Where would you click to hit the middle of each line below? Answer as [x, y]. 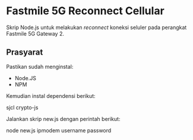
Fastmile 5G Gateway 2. [35, 33]
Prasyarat [25, 52]
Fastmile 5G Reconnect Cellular [85, 11]
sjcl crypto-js [22, 107]
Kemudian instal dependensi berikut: [51, 96]
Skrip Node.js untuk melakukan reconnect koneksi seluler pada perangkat [96, 27]
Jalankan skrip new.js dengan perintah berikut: [63, 119]
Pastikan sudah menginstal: [40, 66]
